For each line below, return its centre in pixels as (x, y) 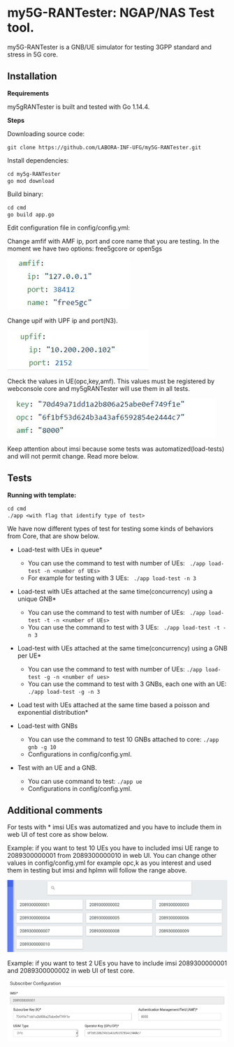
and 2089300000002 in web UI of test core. (71, 971)
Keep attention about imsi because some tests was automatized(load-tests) (116, 449)
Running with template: (42, 495)
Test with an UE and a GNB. (57, 767)
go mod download (31, 181)
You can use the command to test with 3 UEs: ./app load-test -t (124, 627)
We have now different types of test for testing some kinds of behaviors (110, 528)
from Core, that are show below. (53, 536)
